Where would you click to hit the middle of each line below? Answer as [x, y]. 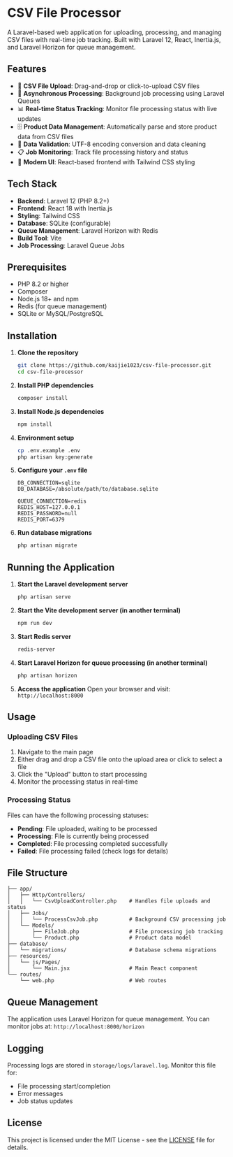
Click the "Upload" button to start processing [82, 775]
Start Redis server [44, 636]
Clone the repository [48, 353]
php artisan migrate [47, 546]
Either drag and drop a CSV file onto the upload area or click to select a [120, 759]
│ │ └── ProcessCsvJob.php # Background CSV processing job [117, 920]
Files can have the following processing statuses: [78, 815]
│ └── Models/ [31, 926]
